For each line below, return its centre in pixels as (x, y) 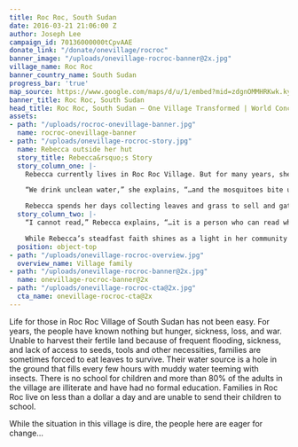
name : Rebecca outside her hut (75, 149)
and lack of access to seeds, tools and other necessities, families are (135, 349)
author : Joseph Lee (45, 34)
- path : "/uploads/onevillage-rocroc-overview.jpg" (106, 255)
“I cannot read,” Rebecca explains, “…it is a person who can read (152, 223)
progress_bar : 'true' (49, 83)
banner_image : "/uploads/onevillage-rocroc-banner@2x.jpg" (121, 59)
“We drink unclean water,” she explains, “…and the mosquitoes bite (154, 190)
